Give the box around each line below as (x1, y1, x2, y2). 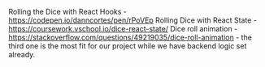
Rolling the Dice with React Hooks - (8, 7, 128, 16)
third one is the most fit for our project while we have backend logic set (8, 41, 247, 51)
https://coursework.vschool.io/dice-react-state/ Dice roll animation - (8, 24, 238, 33)
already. (8, 50, 36, 59)
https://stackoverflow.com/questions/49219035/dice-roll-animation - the (8, 32, 252, 42)
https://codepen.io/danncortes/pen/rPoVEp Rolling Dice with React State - (8, 15, 258, 25)
